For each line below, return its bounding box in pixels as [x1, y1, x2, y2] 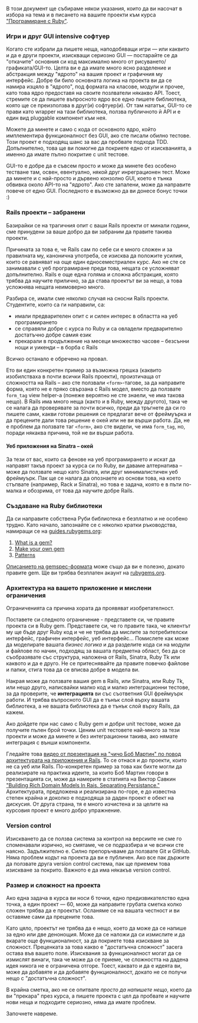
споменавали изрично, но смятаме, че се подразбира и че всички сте [6, 841, 184, 848]
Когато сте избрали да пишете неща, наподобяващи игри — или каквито [6, 45, 190, 52]
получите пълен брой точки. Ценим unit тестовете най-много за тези [6, 727, 180, 734]
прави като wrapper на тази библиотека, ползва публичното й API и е [6, 108, 181, 115]
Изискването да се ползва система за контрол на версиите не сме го [6, 835, 182, 842]
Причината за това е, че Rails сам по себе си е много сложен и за [6, 246, 173, 253]
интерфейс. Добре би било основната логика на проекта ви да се [6, 77, 172, 84]
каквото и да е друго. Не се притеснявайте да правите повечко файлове [6, 660, 190, 667]
